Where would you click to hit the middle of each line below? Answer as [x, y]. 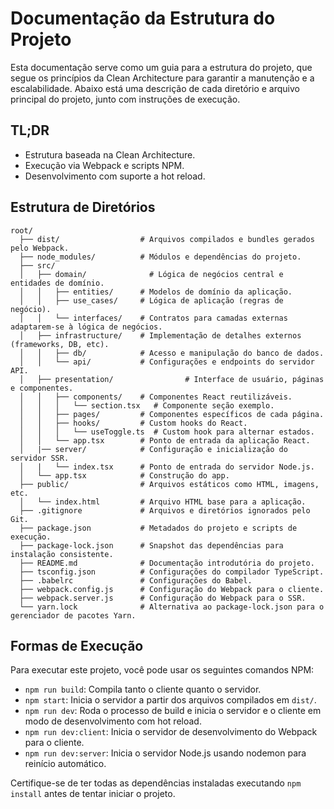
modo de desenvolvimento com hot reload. [113, 721]
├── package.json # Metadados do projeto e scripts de [158, 528]
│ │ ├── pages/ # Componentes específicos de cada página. [172, 414]
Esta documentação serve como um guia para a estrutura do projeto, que [161, 67]
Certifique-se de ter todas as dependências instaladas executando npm [156, 783]
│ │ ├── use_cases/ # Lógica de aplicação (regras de [151, 300]
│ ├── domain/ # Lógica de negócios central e [151, 274]
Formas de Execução [77, 645]
